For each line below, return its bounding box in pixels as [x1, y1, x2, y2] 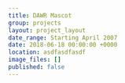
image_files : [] [8, 56, 61, 64]
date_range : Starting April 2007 [8, 33, 118, 42]
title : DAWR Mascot [8, 11, 72, 20]
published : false [8, 63, 65, 71]
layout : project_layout [8, 26, 86, 34]
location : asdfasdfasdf [8, 48, 86, 56]
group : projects [8, 19, 61, 27]
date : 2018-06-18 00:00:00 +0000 [8, 41, 118, 49]
